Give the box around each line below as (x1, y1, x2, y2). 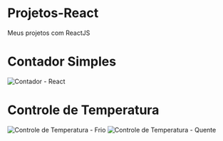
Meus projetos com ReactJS (7, 28, 90, 37)
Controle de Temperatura (7, 102, 160, 118)
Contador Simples (7, 53, 116, 70)
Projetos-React (7, 5, 99, 21)
